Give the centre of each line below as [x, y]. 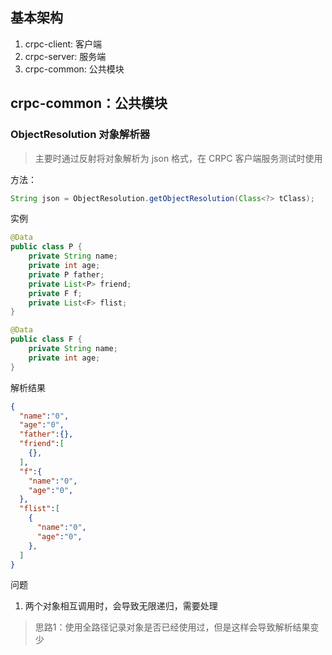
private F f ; [55, 293]
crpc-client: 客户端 [63, 44]
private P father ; [66, 274]
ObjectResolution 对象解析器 [80, 135]
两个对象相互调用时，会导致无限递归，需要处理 [121, 606]
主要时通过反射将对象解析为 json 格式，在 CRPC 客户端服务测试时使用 [178, 158]
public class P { [46, 247]
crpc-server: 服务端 [65, 56]
